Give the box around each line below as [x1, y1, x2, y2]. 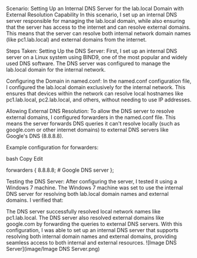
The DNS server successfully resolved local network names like [6, 208, 161, 215]
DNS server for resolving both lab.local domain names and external [6, 191, 169, 197]
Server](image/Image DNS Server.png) [6, 246, 100, 252]
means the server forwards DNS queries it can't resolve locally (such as [6, 120, 181, 127]
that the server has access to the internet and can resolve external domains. [6, 23, 191, 30]
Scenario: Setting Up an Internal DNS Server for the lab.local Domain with [6, 5, 184, 12]
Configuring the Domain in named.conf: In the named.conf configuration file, [6, 77, 192, 84]
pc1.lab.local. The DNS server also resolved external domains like [6, 214, 165, 221]
